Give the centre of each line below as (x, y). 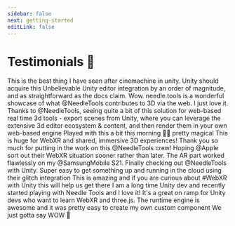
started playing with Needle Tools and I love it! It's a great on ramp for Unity (116, 193)
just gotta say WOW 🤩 (39, 215)
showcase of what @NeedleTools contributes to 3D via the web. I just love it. (118, 103)
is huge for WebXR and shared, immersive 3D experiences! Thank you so (113, 140)
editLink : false (31, 27)
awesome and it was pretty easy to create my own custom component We (114, 208)
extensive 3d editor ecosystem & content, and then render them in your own (117, 126)
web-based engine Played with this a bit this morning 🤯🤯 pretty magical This (117, 133)
